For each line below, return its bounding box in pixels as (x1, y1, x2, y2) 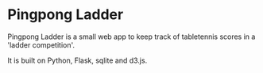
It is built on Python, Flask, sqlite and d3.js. (7, 56, 148, 65)
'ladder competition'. (7, 40, 75, 49)
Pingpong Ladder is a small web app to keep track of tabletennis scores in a (7, 32, 256, 41)
